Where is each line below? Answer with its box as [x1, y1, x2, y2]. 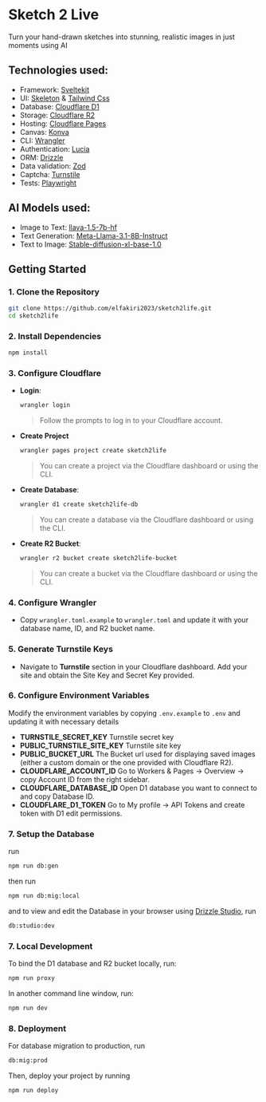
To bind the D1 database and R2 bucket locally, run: [8, 959, 177, 969]
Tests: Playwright [19, 178, 77, 188]
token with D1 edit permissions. [19, 808, 123, 818]
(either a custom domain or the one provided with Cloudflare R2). [19, 757, 234, 767]
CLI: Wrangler [19, 136, 65, 145]
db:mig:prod [8, 1057, 48, 1064]
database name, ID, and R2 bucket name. [19, 624, 155, 634]
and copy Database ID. [19, 792, 95, 801]
